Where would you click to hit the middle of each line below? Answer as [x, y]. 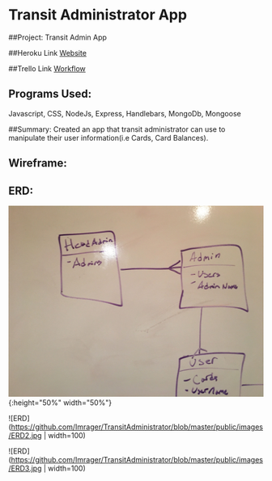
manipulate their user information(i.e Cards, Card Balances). [108, 137]
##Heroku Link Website [48, 53]
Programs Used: [50, 94]
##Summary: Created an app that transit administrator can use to [117, 129]
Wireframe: [38, 163]
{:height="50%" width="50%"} [60, 403]
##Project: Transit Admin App [58, 37]
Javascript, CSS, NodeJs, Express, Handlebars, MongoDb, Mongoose [125, 113]
